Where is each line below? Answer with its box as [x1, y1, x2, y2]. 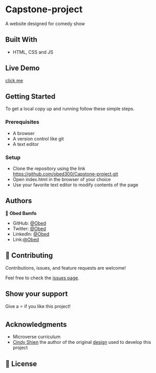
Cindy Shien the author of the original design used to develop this [12, 339, 151, 345]
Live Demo [5, 64, 40, 73]
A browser [12, 130, 35, 136]
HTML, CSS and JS [12, 49, 54, 55]
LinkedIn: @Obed [12, 231, 50, 237]
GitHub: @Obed [12, 220, 46, 226]
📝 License [5, 359, 37, 368]
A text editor [12, 141, 39, 147]
